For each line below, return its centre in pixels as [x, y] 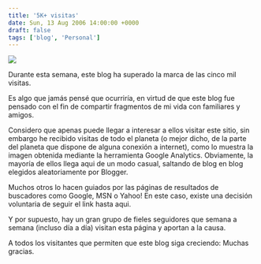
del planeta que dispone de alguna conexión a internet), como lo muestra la [131, 147]
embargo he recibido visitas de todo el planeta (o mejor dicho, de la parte [127, 139]
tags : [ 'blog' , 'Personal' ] [54, 37]
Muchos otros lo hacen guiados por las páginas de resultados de [114, 188]
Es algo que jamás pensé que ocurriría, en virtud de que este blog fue [121, 99]
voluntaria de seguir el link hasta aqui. [70, 204]
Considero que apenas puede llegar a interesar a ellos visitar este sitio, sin [129, 130]
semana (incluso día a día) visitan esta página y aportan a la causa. [117, 228]
